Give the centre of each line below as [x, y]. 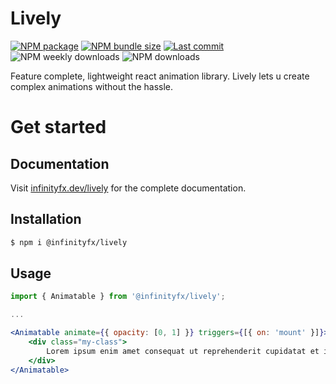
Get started [58, 127]
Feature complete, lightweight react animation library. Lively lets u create [160, 76]
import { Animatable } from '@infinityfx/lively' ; [118, 297]
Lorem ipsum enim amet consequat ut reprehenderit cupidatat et [183, 351]
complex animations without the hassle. [92, 86]
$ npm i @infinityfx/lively [69, 242]
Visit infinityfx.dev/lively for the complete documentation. [128, 188]
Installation [46, 219]
